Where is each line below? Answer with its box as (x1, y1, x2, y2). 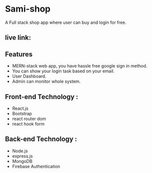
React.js (12, 105, 29, 111)
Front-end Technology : (5, 92, 78, 101)
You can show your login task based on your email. (12, 68, 115, 74)
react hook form (12, 121, 45, 127)
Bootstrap (12, 110, 32, 116)
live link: (5, 34, 31, 42)
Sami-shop (5, 3, 51, 15)
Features (5, 50, 33, 58)
